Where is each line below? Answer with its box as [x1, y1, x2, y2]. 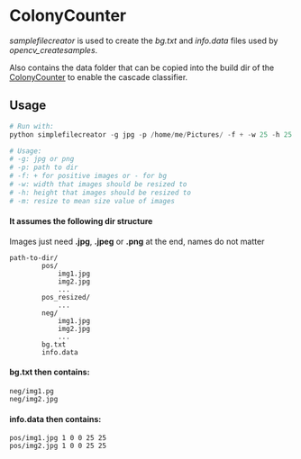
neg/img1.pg [9, 387, 54, 396]
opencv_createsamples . [9, 44, 98, 55]
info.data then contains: [9, 413, 102, 424]
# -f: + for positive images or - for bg [9, 172, 168, 181]
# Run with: [9, 121, 54, 130]
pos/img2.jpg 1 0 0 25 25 [9, 442, 106, 451]
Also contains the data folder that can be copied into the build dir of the [9, 62, 275, 73]
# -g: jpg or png [9, 155, 75, 164]
